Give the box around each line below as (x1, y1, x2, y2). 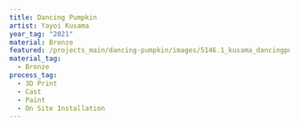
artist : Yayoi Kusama (9, 21, 90, 30)
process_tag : (9, 71, 58, 80)
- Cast (17, 87, 42, 96)
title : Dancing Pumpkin (9, 12, 98, 22)
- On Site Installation (17, 104, 105, 113)
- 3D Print (17, 79, 58, 88)
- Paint (17, 95, 46, 105)
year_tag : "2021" (9, 29, 74, 38)
